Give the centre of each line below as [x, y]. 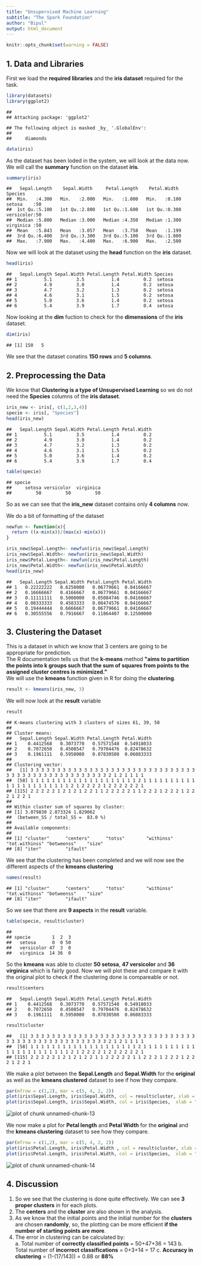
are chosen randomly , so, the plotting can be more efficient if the [96, 1224]
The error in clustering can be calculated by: [70, 1237]
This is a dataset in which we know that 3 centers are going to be [87, 647]
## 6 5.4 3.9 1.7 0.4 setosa [90, 306]
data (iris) [20, 149]
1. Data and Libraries [45, 64]
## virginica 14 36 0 [38, 953]
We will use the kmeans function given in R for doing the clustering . [91, 678]
